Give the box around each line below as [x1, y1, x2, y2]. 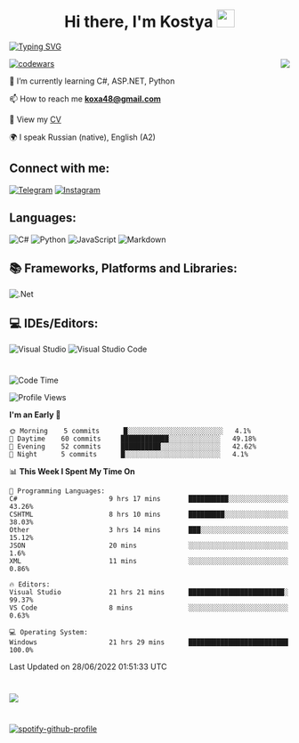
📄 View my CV [9, 114, 62, 125]
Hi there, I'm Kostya [64, 12, 214, 32]
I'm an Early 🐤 [9, 409, 61, 420]
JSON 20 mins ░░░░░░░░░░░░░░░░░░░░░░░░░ [9, 541, 289, 551]
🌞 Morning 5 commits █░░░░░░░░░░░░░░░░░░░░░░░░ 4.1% [9, 427, 252, 436]
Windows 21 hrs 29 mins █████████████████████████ [9, 638, 289, 647]
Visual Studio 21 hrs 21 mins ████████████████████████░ [9, 588, 289, 597]
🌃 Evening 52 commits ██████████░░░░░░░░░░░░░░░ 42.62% [9, 442, 256, 451]
